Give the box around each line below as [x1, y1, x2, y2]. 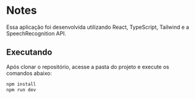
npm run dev [6, 86, 36, 93]
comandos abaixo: [6, 70, 52, 77]
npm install [6, 81, 36, 87]
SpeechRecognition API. [6, 29, 66, 37]
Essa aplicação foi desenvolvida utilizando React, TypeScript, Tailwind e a [6, 23, 190, 31]
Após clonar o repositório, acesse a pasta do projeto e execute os [6, 63, 170, 70]
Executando [6, 47, 52, 58]
